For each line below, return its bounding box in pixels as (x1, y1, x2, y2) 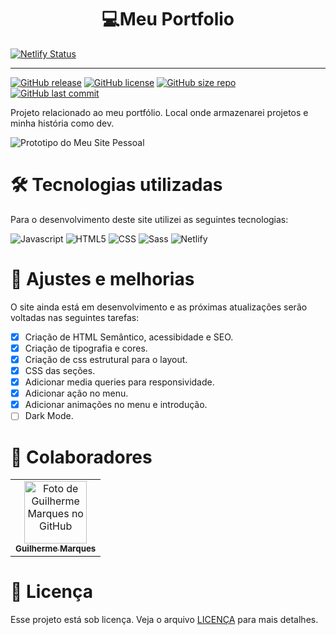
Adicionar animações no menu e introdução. (24, 399, 208, 411)
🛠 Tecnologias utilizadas (10, 174, 223, 196)
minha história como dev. (10, 117, 115, 129)
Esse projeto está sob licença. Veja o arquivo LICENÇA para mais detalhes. (10, 614, 319, 626)
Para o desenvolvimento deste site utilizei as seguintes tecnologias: (10, 213, 289, 225)
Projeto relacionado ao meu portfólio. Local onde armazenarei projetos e (10, 106, 309, 118)
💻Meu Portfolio (101, 8, 235, 31)
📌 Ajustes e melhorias (10, 268, 195, 291)
